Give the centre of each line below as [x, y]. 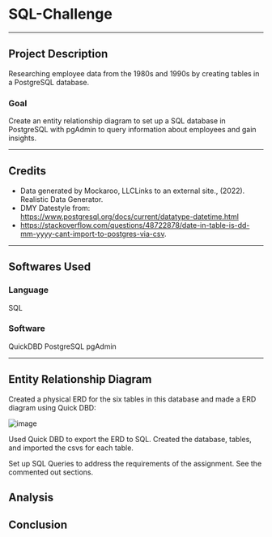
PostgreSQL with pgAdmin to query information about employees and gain [132, 130]
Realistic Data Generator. [62, 199]
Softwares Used [50, 267]
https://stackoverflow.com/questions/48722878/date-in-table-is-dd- [135, 225]
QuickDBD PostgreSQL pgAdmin [63, 346]
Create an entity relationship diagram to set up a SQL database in [117, 121]
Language [29, 290]
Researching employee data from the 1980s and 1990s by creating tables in [134, 73]
